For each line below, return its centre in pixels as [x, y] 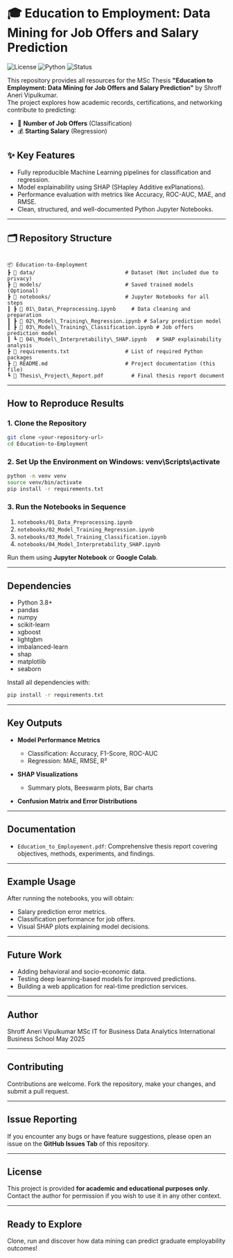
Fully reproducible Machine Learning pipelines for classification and [114, 172]
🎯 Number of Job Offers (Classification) [75, 123]
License [25, 1172]
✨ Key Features [41, 156]
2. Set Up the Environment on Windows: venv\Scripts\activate [114, 461]
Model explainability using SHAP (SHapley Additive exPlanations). [111, 187]
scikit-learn [33, 624]
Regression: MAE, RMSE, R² [67, 760]
